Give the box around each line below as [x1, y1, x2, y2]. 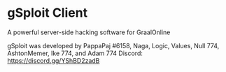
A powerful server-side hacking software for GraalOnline [7, 28, 171, 36]
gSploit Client [7, 5, 88, 21]
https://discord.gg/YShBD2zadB [7, 56, 100, 64]
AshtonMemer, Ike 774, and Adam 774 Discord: [7, 49, 143, 57]
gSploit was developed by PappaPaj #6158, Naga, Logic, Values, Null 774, [7, 41, 220, 50]
